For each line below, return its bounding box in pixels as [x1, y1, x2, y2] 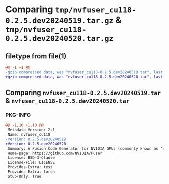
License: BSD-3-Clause [7, 155, 55, 160]
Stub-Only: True [7, 174, 42, 179]
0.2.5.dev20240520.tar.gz [5, 34, 114, 43]
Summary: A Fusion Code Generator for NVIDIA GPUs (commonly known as [7, 146, 158, 151]
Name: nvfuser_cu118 [7, 132, 51, 137]
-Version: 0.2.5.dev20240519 [5, 137, 66, 142]
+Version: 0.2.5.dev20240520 [5, 141, 66, 146]
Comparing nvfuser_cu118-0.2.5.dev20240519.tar [5, 88, 161, 97]
